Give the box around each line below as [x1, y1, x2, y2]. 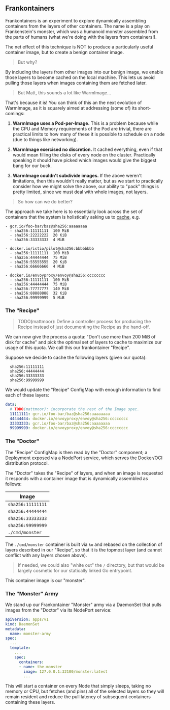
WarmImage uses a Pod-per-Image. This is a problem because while [12, 120, 158, 126]
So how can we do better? [17, 198, 73, 204]
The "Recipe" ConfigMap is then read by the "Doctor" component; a [5, 449, 148, 455]
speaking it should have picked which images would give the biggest [12, 157, 157, 163]
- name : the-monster [18, 664, 62, 669]
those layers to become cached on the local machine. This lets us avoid [5, 74, 155, 81]
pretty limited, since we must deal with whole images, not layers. [12, 189, 148, 195]
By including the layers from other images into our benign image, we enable [5, 69, 163, 75]
